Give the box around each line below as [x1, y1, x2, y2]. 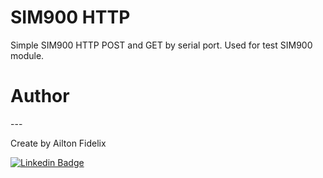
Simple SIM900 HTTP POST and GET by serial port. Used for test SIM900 [10, 39, 313, 51]
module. [10, 49, 45, 61]
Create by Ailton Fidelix [10, 137, 107, 149]
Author [10, 85, 70, 108]
